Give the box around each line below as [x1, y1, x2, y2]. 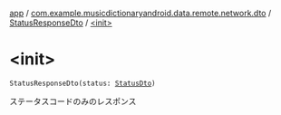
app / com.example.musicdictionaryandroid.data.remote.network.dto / [9, 8, 272, 18]
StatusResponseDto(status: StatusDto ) [9, 79, 156, 88]
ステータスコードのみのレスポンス [9, 95, 137, 107]
